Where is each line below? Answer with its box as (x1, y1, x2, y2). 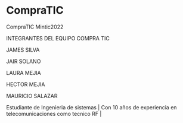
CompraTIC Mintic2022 (6, 23, 64, 30)
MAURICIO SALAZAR (6, 92, 58, 99)
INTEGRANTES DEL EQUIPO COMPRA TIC (6, 34, 110, 42)
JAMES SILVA (6, 46, 40, 53)
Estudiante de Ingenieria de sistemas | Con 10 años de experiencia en (6, 103, 177, 111)
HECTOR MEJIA (6, 81, 45, 88)
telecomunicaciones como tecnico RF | (6, 110, 102, 117)
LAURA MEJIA (6, 69, 41, 76)
